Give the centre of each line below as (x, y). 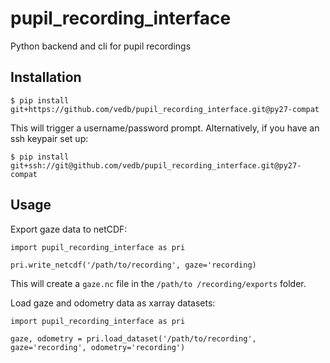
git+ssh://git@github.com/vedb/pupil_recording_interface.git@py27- (156, 165)
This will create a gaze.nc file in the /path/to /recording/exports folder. (158, 283)
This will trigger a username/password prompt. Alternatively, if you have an (165, 128)
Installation (46, 77)
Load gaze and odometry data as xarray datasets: (113, 303)
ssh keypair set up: (49, 138)
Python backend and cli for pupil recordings (101, 46)
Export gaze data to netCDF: (69, 229)
